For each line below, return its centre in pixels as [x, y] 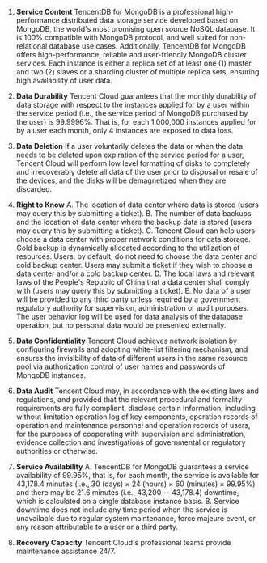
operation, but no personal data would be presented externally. [121, 325]
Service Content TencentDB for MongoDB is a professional [115, 12]
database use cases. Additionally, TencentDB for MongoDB [148, 46]
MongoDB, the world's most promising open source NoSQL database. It [136, 29]
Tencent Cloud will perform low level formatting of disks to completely [133, 163]
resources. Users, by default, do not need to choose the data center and [136, 256]
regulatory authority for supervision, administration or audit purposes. [132, 308]
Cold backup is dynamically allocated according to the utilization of [128, 248]
